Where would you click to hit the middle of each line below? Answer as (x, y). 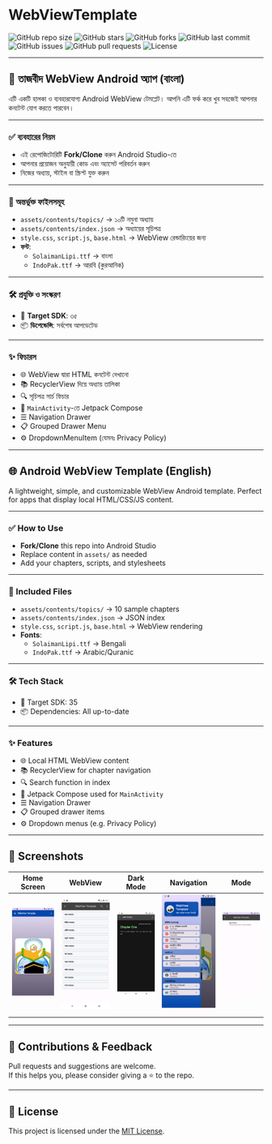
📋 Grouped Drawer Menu (63, 426)
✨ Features (31, 743)
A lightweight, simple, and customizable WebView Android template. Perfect (135, 491)
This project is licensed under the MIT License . (87, 1131)
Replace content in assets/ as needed (83, 555)
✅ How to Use (36, 528)
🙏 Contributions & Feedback (80, 1046)
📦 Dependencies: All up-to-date (74, 711)
